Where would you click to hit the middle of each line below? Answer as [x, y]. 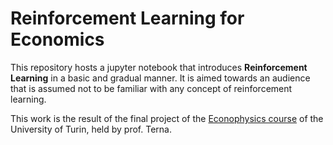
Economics [57, 39]
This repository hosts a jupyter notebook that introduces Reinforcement [159, 67]
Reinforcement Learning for [127, 18]
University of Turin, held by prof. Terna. [91, 129]
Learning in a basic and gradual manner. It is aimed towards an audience [160, 78]
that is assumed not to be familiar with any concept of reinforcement [151, 88]
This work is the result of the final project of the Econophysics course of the [167, 118]
